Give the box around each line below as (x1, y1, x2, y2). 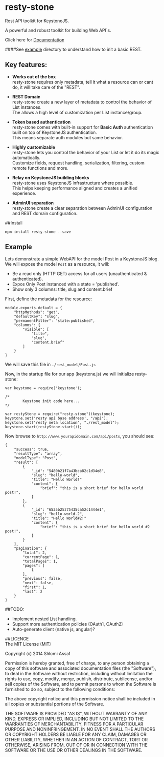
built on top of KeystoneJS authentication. (12, 129, 97, 135)
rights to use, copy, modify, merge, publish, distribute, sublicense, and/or (5, 676, 153, 682)
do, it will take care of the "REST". (12, 84, 81, 90)
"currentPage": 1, (23, 554, 60, 560)
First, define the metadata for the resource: (5, 296, 92, 302)
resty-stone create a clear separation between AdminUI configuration (12, 205, 153, 211)
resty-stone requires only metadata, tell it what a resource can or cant (12, 79, 153, 85)
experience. (12, 190, 37, 196)
